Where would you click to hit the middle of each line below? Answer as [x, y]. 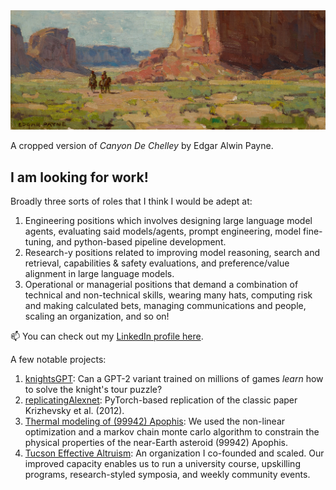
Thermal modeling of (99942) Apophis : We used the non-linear [155, 421]
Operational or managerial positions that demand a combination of [161, 285]
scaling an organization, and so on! [97, 316]
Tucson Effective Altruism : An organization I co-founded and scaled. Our [174, 453]
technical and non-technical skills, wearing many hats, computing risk [168, 295]
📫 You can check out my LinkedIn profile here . [107, 336]
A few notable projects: [58, 360]
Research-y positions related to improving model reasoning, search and [172, 253]
